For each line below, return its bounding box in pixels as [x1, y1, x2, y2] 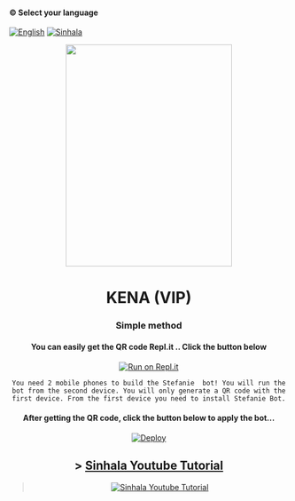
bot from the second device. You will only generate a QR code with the [12, 386, 286, 395]
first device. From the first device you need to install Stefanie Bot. [12, 394, 286, 403]
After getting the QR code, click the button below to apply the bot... [22, 413, 276, 424]
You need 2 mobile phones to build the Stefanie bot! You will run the [12, 378, 286, 387]
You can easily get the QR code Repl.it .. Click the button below [30, 341, 268, 352]
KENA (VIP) [105, 288, 192, 308]
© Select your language [9, 7, 99, 18]
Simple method [115, 320, 182, 332]
